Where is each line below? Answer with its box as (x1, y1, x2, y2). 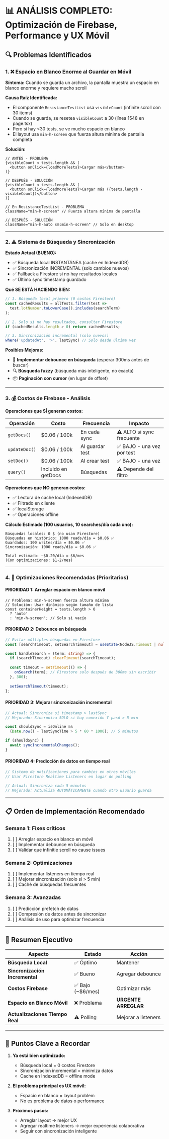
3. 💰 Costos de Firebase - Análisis (5, 395, 91, 402)
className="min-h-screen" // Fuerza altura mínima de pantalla (5, 208, 141, 214)
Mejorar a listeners (116, 1014, 161, 1021)
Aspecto (28, 950, 49, 957)
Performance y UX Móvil (5, 30, 110, 41)
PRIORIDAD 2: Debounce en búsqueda (5, 626, 87, 632)
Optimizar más (116, 984, 151, 992)
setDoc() (8, 458, 29, 464)
